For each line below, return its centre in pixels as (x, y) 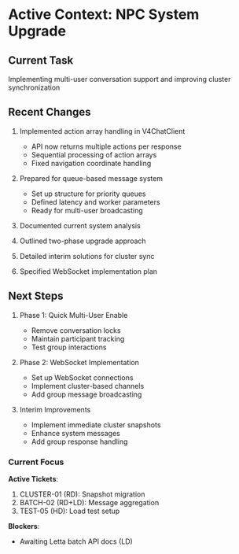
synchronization (34, 87)
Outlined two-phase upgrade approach (83, 241)
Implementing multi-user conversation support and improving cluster (119, 79)
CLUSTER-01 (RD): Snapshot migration (82, 494)
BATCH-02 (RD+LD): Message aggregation (89, 502)
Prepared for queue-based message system (91, 178)
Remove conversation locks (76, 330)
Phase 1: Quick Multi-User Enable (74, 315)
